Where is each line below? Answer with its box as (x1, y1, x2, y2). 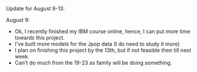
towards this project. (14, 34, 65, 41)
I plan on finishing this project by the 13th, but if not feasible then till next (14, 47, 192, 54)
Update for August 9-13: (6, 5, 65, 12)
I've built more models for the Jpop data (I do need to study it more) (14, 41, 180, 47)
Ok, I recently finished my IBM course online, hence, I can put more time (14, 28, 191, 35)
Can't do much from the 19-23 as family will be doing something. (14, 59, 172, 66)
